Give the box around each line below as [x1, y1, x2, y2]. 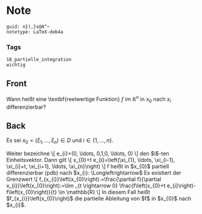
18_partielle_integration [6, 57, 71, 63]
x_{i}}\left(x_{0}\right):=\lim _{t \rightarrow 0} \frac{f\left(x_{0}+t [6, 182, 166, 189]
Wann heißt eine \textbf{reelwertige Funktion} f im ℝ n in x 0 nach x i [6, 94, 171, 104]
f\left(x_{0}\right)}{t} [6, 189, 57, 196]
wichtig [6, 62, 26, 68]
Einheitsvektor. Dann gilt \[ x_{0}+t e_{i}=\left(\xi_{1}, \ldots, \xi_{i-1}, [6, 157, 175, 164]
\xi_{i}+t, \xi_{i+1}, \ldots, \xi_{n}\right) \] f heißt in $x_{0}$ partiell [6, 163, 169, 170]
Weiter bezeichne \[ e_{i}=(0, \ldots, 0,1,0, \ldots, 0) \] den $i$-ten [6, 150, 169, 157]
